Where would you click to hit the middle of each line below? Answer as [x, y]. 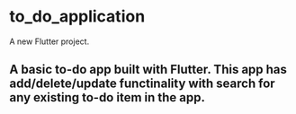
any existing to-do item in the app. [107, 97]
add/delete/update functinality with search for [143, 84]
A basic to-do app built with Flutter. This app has [148, 70]
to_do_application [77, 17]
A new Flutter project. [49, 41]
